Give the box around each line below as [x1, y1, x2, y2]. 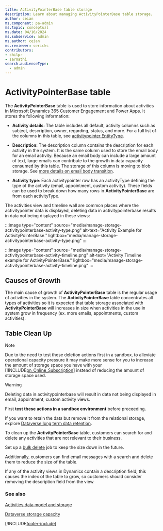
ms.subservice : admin [5, 34, 49, 39]
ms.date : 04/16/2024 [5, 30, 47, 34]
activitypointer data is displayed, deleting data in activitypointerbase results [5, 207, 156, 213]
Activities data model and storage [5, 501, 72, 508]
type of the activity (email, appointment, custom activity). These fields [12, 183, 152, 188]
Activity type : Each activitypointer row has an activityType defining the [12, 177, 155, 183]
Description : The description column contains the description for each [12, 142, 154, 148]
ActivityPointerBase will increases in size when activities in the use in [5, 305, 146, 311]
